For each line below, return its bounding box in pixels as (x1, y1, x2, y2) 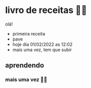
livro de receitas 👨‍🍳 (5, 4, 87, 16)
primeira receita (12, 30, 45, 36)
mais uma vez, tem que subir (12, 46, 72, 52)
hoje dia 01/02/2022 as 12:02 (12, 41, 72, 47)
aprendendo (5, 61, 44, 69)
